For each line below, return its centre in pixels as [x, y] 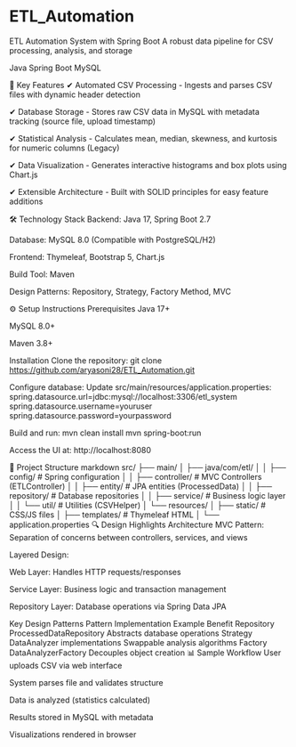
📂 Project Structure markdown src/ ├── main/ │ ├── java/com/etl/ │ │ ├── [148, 467]
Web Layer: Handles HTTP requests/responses [95, 572]
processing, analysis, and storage [71, 50]
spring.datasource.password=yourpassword [90, 415]
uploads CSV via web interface [66, 665]
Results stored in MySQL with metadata [81, 717]
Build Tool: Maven [42, 274]
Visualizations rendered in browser [73, 734]
